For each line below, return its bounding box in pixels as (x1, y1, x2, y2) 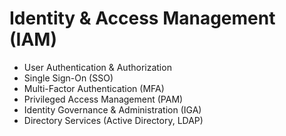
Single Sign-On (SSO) (23, 72, 114, 84)
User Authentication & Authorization (23, 61, 172, 73)
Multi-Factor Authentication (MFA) (23, 82, 165, 94)
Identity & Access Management (9, 7, 276, 30)
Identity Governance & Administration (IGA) (23, 103, 202, 116)
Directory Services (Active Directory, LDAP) (23, 114, 204, 126)
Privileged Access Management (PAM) (23, 93, 184, 105)
